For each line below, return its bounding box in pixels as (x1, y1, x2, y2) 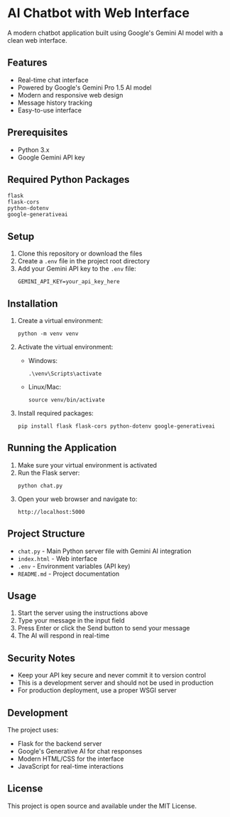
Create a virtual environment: (17, 317, 103, 325)
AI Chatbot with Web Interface (7, 5, 190, 21)
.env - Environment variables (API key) (17, 562, 131, 570)
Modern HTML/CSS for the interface (17, 754, 124, 763)
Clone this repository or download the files (17, 249, 143, 258)
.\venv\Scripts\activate (28, 370, 102, 377)
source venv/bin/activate (28, 396, 105, 404)
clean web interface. (7, 36, 67, 44)
